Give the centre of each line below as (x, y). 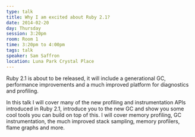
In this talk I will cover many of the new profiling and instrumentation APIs (96, 102)
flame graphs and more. (36, 128)
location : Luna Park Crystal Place (50, 61)
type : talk (20, 12)
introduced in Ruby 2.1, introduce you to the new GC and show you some (95, 109)
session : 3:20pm (26, 34)
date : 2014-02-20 (28, 23)
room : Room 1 (22, 39)
